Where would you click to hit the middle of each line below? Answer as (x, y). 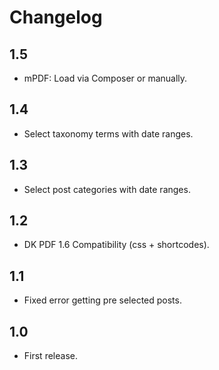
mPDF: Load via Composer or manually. (105, 78)
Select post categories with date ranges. (107, 189)
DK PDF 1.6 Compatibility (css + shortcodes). (116, 245)
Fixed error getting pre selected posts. (102, 300)
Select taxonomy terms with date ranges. (108, 133)
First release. (50, 356)
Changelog (56, 17)
